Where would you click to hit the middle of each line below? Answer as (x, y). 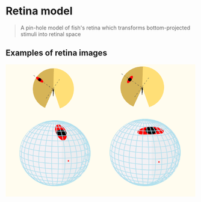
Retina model (39, 11)
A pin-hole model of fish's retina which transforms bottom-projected (105, 28)
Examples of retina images (57, 53)
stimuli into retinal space (51, 34)
